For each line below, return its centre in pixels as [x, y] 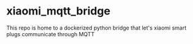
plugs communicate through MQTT [51, 34]
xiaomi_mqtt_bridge [59, 11]
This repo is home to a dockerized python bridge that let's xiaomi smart [96, 28]
